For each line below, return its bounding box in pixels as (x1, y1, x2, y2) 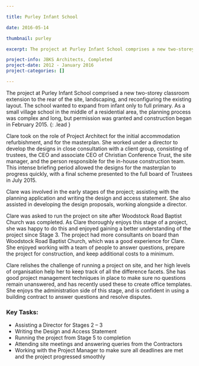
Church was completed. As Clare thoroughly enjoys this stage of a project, (6, 218, 188, 226)
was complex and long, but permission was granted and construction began (6, 114, 192, 122)
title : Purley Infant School (6, 14, 78, 20)
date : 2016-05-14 (6, 24, 49, 30)
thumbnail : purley (6, 35, 52, 42)
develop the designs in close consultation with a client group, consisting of (6, 145, 189, 152)
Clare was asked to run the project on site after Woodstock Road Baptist (6, 212, 182, 219)
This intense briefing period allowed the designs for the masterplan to (6, 164, 176, 171)
